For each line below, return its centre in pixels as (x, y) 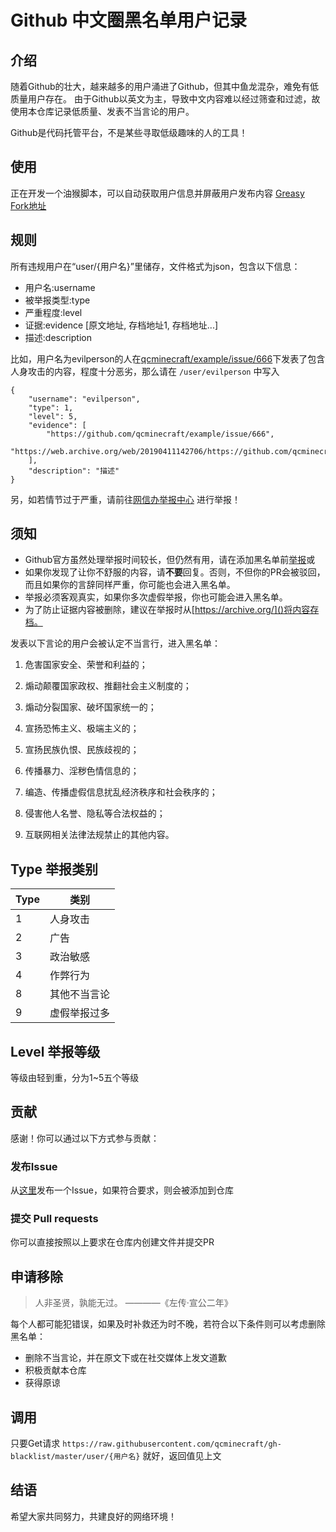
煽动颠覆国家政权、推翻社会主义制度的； (108, 686)
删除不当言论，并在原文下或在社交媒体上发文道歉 (125, 1358)
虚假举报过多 (79, 1013)
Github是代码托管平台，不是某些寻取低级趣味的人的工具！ (129, 132)
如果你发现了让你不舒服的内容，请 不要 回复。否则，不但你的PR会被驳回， (175, 572)
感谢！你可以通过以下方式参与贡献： (85, 1138)
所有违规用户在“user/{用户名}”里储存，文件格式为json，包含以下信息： (155, 266)
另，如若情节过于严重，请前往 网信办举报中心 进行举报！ (125, 499)
